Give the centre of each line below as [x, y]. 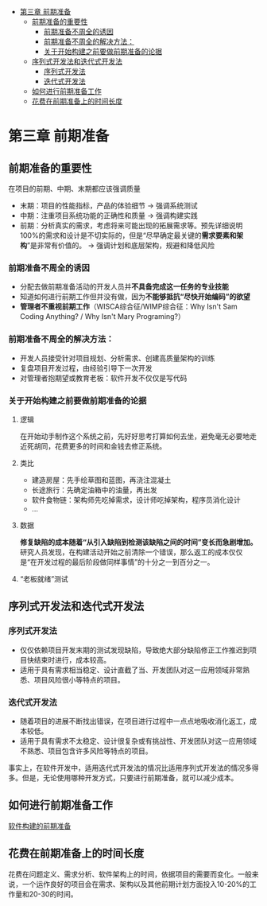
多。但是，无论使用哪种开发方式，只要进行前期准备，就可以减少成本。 [123, 777]
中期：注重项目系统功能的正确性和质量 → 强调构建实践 [109, 216]
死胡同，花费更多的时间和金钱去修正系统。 [97, 446]
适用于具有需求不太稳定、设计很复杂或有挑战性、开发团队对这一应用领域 [138, 741]
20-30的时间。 [53, 894]
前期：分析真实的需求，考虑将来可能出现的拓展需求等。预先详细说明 [131, 226]
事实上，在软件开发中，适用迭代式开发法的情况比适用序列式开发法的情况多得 [133, 768]
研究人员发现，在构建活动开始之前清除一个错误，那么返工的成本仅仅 [131, 552]
